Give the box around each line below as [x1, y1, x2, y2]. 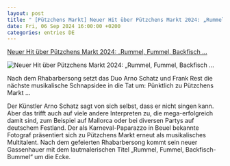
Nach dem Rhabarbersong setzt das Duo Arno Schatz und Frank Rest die [7, 74, 214, 83]
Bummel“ [7, 153, 33, 161]
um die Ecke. [34, 153, 71, 161]
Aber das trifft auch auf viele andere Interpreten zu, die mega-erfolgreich [7, 109, 214, 117]
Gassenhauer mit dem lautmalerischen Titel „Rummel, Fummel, [7, 146, 184, 154]
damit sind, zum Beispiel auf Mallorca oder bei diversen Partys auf [7, 117, 194, 125]
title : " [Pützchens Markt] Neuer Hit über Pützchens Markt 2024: [7, 16, 201, 23]
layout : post [7, 10, 44, 17]
